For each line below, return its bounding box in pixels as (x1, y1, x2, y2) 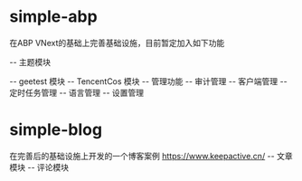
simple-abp (9, 6, 98, 27)
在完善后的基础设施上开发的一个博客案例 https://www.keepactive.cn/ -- (9, 150, 275, 161)
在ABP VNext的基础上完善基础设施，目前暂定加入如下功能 (9, 37, 225, 48)
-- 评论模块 (26, 161, 70, 173)
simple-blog (9, 119, 102, 140)
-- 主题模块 (9, 56, 52, 67)
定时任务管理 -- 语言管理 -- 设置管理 (9, 87, 145, 98)
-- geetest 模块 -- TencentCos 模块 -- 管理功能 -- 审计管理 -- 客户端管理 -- (9, 75, 288, 87)
